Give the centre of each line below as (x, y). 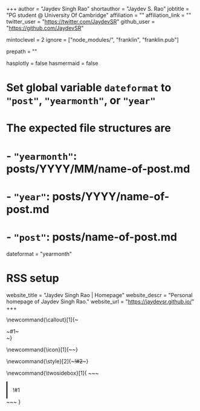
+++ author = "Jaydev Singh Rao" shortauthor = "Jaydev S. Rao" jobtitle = (98, 9)
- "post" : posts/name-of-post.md (92, 237)
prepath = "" (22, 51)
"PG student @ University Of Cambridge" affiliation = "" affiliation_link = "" (99, 15)
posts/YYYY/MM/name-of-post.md (98, 169)
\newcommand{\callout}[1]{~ (42, 320)
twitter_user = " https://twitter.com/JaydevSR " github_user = (81, 21)
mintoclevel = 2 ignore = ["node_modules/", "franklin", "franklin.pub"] (93, 40)
